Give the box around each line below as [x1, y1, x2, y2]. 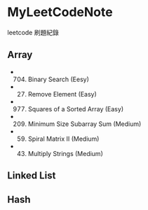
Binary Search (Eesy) [27, 75, 90, 83]
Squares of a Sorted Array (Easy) [27, 104, 124, 113]
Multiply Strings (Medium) [27, 149, 103, 157]
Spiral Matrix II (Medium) [27, 134, 100, 143]
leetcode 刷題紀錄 [7, 28, 60, 36]
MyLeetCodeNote [7, 4, 114, 20]
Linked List [7, 169, 56, 182]
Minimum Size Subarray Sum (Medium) [27, 120, 142, 128]
